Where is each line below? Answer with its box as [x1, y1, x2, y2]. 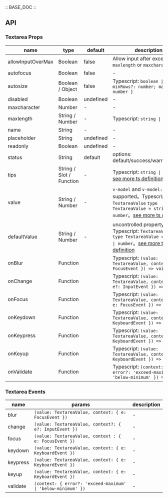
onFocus [7, 295, 28, 302]
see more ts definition [112, 175, 164, 182]
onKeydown [7, 313, 36, 320]
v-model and [112, 185, 141, 192]
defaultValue [7, 233, 37, 240]
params [71, 401, 90, 408]
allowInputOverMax [7, 58, 54, 65]
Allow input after [112, 55, 151, 62]
